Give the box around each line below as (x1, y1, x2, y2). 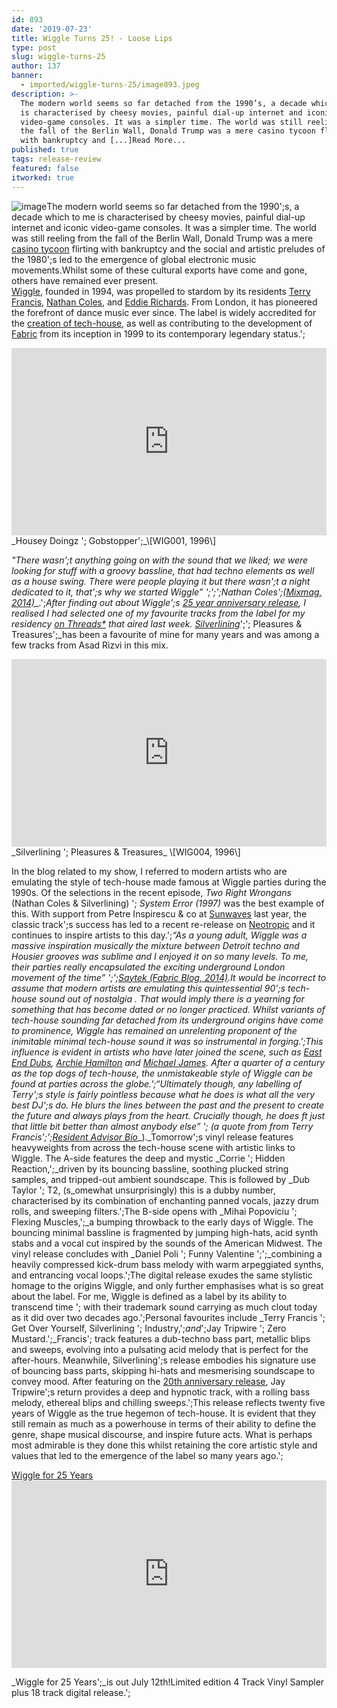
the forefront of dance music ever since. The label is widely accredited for (11, 306, 317, 318)
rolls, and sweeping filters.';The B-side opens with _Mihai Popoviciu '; (11, 1205, 298, 1217)
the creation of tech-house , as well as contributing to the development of (11, 317, 313, 329)
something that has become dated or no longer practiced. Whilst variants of (11, 1003, 326, 1015)
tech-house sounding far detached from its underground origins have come (11, 1014, 324, 1026)
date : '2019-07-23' (11, 24, 93, 34)
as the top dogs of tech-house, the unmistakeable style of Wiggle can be (11, 1067, 314, 1079)
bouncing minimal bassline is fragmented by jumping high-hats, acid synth (11, 1226, 319, 1238)
